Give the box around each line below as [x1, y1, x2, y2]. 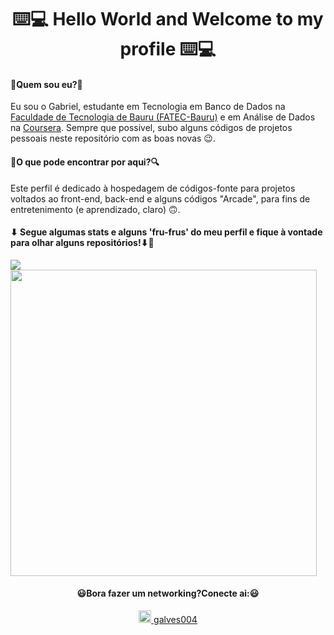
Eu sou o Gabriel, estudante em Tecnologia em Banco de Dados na [10, 101, 286, 113]
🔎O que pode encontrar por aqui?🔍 [10, 156, 160, 168]
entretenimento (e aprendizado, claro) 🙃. [10, 203, 181, 215]
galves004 [153, 614, 198, 625]
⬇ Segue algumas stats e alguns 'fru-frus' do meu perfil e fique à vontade [10, 226, 323, 238]
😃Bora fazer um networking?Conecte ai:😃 [76, 587, 260, 600]
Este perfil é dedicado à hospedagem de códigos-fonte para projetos [10, 182, 296, 194]
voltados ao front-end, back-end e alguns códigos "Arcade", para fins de [10, 192, 311, 205]
